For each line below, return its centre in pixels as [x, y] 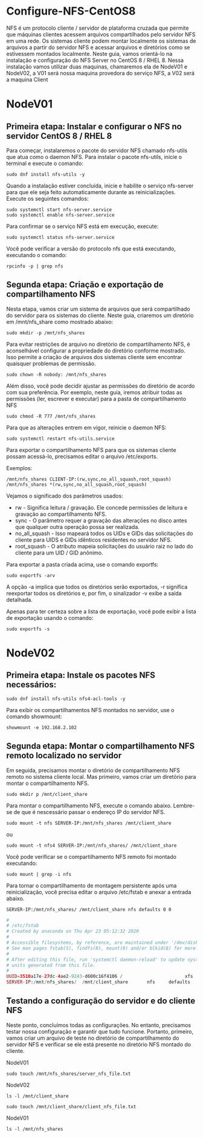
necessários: [31, 685]
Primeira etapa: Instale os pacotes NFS [81, 675]
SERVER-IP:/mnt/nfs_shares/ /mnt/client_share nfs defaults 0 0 [89, 909]
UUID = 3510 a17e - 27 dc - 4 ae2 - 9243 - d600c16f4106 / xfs [100, 977]
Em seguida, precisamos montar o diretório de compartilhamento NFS [93, 770]
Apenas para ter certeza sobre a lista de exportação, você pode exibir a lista [101, 611]
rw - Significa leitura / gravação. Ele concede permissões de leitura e [101, 507]
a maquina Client [27, 79]
